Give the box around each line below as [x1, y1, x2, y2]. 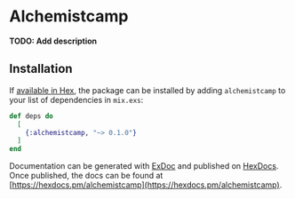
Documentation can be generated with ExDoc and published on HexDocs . [9, 161, 279, 171]
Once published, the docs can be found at [9, 171, 163, 181]
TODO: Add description [9, 36, 98, 46]
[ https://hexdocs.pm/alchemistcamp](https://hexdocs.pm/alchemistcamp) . [9, 179, 283, 190]
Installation [9, 61, 73, 76]
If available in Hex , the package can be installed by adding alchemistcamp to [9, 84, 286, 95]
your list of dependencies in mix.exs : [9, 94, 144, 105]
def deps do [9, 111, 53, 121]
